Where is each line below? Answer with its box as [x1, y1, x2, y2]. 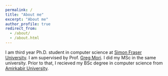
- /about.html [10, 36, 39, 41]
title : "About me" [5, 12, 44, 17]
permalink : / [5, 7, 33, 13]
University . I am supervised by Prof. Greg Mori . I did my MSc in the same [5, 54, 156, 60]
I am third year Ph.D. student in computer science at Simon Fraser [5, 49, 142, 55]
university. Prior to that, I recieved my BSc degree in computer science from [5, 60, 163, 66]
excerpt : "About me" [5, 17, 49, 22]
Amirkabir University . [5, 65, 49, 71]
